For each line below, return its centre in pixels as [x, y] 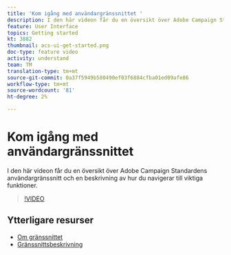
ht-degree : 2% [27, 97]
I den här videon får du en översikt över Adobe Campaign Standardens [107, 170]
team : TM [20, 65]
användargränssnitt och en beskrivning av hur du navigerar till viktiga [105, 178]
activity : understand [38, 59]
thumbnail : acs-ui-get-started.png [58, 45]
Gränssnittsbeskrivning [50, 244]
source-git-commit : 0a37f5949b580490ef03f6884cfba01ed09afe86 [98, 78]
